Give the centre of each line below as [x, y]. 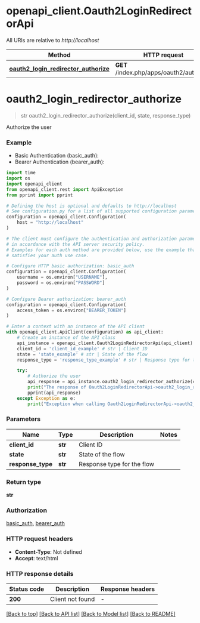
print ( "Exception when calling [66, 404]
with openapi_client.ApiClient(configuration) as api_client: [85, 332]
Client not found [72, 599]
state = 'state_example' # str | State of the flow [82, 354]
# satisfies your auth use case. [48, 255]
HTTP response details [40, 573]
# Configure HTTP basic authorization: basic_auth [70, 266]
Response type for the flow [116, 464]
